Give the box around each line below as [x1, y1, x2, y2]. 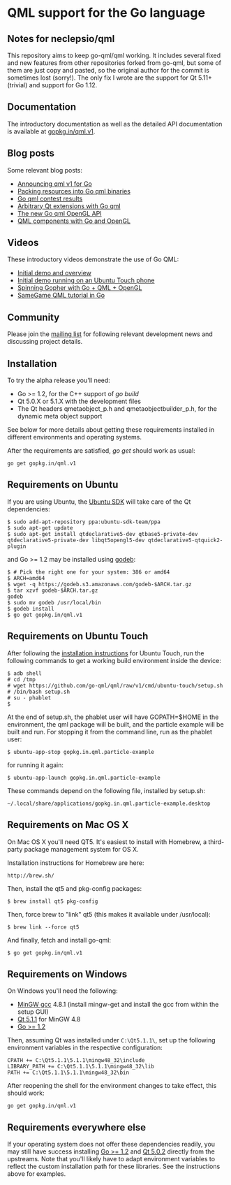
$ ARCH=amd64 [7, 574, 45, 581]
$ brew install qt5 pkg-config [7, 898, 98, 905]
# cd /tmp [7, 676, 36, 683]
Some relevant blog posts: [7, 166, 82, 174]
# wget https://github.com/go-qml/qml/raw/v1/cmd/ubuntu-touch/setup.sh [7, 682, 223, 689]
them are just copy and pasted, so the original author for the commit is [7, 66, 209, 74]
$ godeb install [7, 605, 54, 612]
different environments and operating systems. [7, 433, 142, 442]
